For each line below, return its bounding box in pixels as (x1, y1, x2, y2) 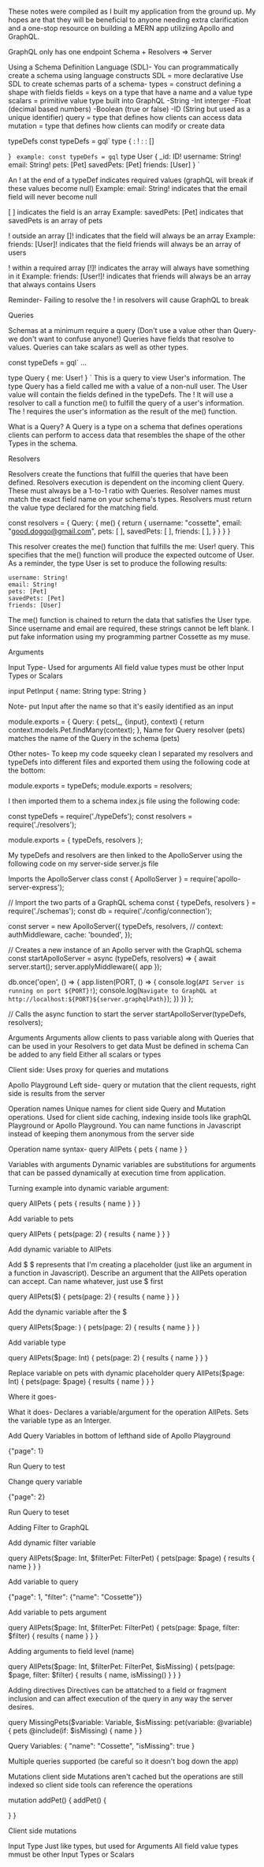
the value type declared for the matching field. (8, 503, 159, 512)
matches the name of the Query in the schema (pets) (8, 734, 180, 743)
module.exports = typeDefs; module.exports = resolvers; (8, 781, 193, 790)
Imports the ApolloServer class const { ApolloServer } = (8, 874, 189, 883)
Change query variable (8, 1477, 83, 1486)
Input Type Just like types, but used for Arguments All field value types (8, 1842, 239, 1850)
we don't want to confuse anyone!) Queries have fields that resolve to (8, 335, 235, 343)
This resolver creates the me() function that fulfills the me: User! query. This (8, 542, 255, 551)
